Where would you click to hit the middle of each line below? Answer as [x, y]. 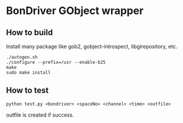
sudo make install [28, 73]
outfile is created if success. [40, 115]
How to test [27, 90]
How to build [30, 33]
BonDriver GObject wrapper [75, 11]
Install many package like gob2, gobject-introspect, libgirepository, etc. [92, 46]
